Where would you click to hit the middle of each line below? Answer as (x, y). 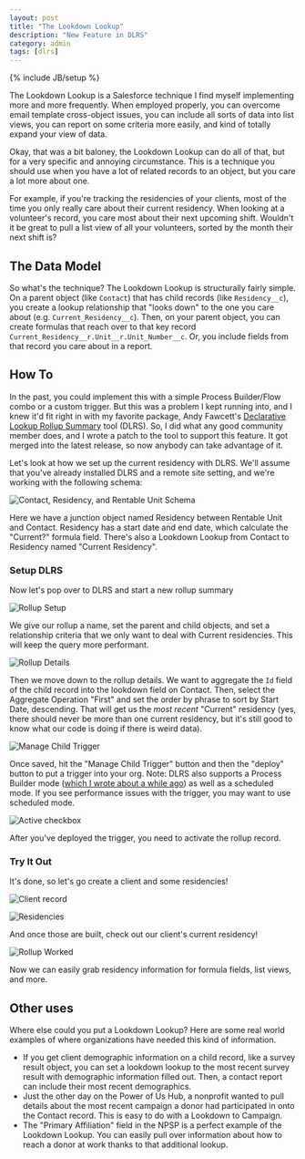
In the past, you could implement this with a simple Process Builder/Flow (145, 397)
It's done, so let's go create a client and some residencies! (119, 882)
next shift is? (33, 237)
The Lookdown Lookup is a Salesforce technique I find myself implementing (152, 96)
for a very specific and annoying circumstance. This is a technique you (142, 161)
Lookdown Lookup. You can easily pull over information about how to (152, 1135)
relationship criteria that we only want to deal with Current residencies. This (151, 636)
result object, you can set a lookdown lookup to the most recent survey (156, 1067)
